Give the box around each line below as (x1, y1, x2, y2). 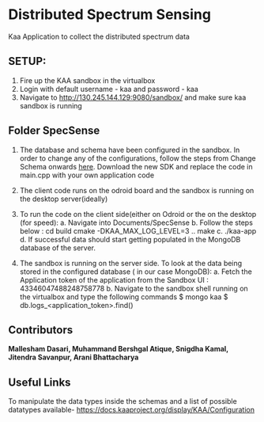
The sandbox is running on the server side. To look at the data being (19, 258, 243, 268)
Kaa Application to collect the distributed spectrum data (8, 32, 190, 41)
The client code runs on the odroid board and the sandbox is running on (19, 185, 255, 195)
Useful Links (8, 375, 71, 389)
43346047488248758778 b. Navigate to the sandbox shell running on (19, 283, 249, 293)
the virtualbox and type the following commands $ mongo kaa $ (19, 291, 228, 302)
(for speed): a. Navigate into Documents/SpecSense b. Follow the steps (19, 218, 253, 227)
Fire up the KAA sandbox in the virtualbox (19, 75, 156, 85)
